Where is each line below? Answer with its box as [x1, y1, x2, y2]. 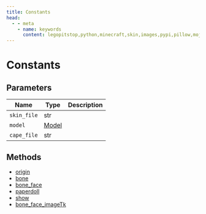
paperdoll [15, 188, 40, 195]
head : [6, 15, 20, 21]
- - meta [12, 20, 34, 26]
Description [67, 101, 103, 109]
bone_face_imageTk [15, 201, 66, 208]
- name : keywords [17, 26, 62, 32]
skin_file [9, 112, 38, 119]
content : [22, 32, 45, 38]
